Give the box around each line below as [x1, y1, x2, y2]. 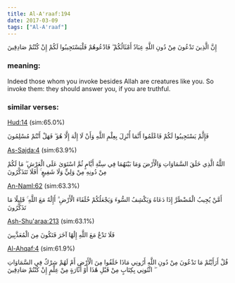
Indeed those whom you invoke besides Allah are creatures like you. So [7, 77, 215, 85]
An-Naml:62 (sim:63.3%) [7, 181, 80, 190]
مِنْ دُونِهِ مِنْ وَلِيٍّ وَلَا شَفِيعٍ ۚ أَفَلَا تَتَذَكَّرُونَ [7, 167, 107, 176]
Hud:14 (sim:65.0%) [7, 118, 65, 126]
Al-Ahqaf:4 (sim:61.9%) [7, 244, 75, 253]
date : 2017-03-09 [7, 17, 58, 24]
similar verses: [7, 102, 59, 112]
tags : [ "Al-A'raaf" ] [7, 23, 68, 30]
